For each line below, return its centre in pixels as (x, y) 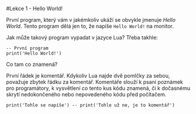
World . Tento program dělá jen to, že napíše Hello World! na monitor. (90, 26)
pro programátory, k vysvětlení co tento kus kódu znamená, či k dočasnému (98, 88)
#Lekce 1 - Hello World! (34, 9)
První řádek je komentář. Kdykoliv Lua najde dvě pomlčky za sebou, (88, 76)
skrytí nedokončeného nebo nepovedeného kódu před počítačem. (86, 94)
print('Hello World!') (34, 53)
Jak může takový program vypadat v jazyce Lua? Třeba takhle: (82, 37)
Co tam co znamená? (32, 64)
